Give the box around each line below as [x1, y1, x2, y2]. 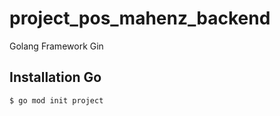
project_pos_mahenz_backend [9, 7, 271, 30]
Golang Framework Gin [9, 40, 104, 52]
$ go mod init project [9, 95, 104, 106]
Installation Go [9, 69, 102, 86]
